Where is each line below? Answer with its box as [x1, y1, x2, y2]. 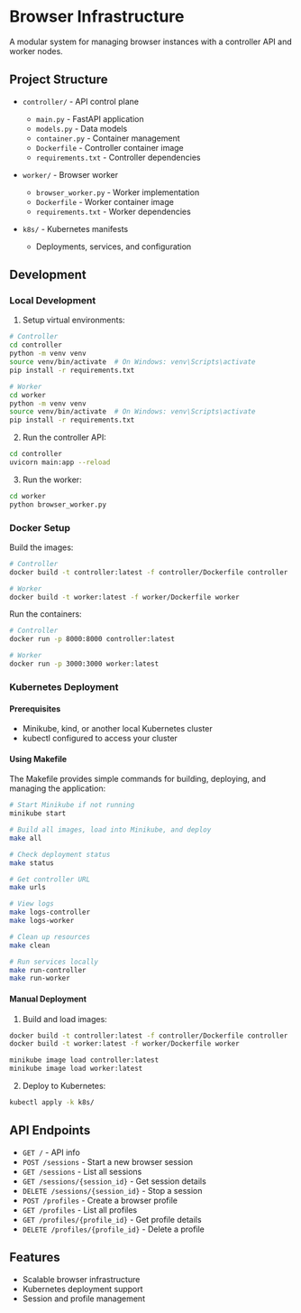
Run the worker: [22, 474, 83, 485]
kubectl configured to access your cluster [22, 733, 178, 744]
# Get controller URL [9, 874, 91, 884]
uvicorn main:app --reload [9, 458, 111, 467]
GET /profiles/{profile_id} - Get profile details [22, 1214, 202, 1225]
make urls [9, 883, 47, 892]
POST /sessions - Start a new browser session [22, 1156, 194, 1167]
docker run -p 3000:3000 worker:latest [9, 659, 160, 669]
